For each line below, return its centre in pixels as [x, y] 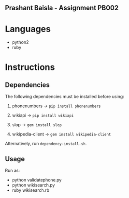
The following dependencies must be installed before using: [64, 97]
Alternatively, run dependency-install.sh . [46, 144]
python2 [20, 42]
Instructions [30, 67]
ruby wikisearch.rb [31, 190]
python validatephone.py [37, 180]
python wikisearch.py [33, 185]
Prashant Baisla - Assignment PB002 [62, 8]
